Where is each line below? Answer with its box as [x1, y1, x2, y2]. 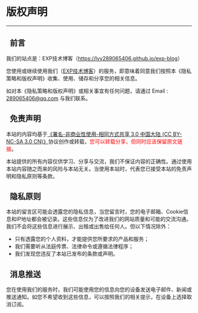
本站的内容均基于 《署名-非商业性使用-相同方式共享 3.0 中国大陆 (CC [6, 131, 172, 138]
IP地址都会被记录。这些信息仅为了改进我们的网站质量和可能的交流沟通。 [16, 216, 192, 223]
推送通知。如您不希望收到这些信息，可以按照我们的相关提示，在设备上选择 [6, 294, 187, 301]
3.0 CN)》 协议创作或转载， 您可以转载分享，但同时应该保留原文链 [24, 138, 183, 145]
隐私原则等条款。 [16, 172, 58, 180]
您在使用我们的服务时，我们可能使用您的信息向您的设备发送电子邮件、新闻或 [6, 286, 192, 293]
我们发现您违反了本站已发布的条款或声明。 [14, 250, 118, 257]
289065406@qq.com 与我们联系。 [6, 94, 91, 102]
